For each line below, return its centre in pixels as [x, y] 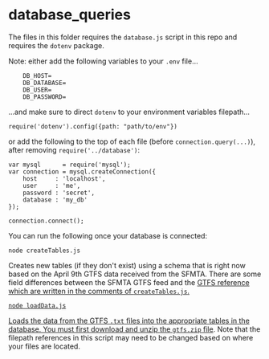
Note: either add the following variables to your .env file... [103, 61]
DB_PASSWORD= [45, 97]
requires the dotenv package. [56, 45]
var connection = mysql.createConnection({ [82, 171]
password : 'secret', [59, 193]
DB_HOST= [37, 75]
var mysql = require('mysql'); [69, 165]
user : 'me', [52, 186]
